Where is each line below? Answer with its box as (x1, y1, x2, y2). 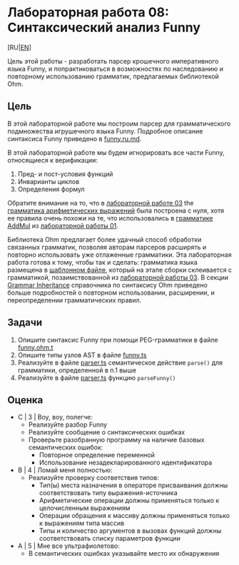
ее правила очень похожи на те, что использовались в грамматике (7, 213, 213, 222)
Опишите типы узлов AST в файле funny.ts (17, 350, 147, 359)
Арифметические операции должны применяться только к (39, 497, 220, 505)
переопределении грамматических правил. (7, 295, 142, 304)
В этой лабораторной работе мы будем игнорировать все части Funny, (7, 148, 225, 157)
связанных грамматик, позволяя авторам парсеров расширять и (7, 243, 207, 251)
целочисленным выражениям (39, 504, 131, 512)
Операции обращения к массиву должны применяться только (39, 511, 230, 520)
